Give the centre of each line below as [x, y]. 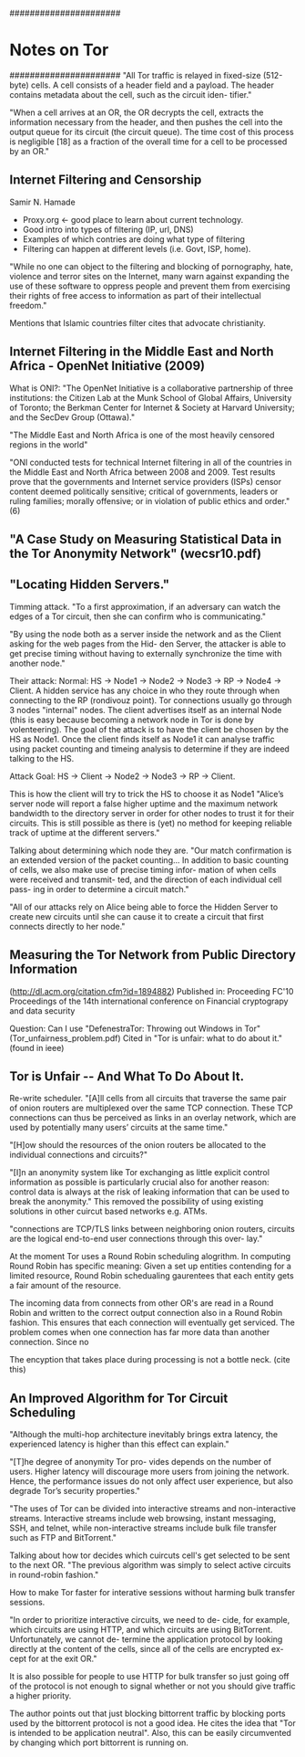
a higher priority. [41, 1696]
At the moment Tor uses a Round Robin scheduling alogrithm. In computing [150, 1257]
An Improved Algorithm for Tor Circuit [119, 1398]
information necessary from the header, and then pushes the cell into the [147, 121]
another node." [37, 663]
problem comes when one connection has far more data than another [140, 1332]
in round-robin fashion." [54, 1575]
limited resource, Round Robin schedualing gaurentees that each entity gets [152, 1276]
